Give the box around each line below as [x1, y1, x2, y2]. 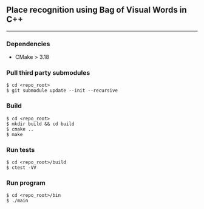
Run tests [6, 145, 35, 154]
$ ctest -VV [6, 165, 36, 171]
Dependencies [6, 39, 50, 48]
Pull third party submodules [6, 69, 90, 77]
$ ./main [6, 197, 29, 204]
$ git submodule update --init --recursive [6, 87, 118, 94]
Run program [6, 179, 46, 187]
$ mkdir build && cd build [6, 121, 75, 127]
